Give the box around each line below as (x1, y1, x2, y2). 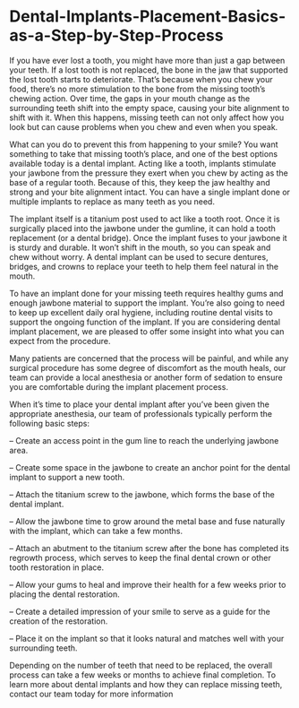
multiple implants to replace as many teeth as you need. (9, 195, 215, 207)
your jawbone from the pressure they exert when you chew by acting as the (9, 168, 288, 178)
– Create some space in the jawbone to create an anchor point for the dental (9, 462, 291, 472)
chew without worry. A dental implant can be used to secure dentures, (9, 251, 269, 262)
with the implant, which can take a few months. (9, 525, 184, 536)
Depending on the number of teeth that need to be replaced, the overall (9, 660, 273, 670)
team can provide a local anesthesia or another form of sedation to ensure (9, 372, 284, 383)
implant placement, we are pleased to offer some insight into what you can (9, 325, 285, 337)
